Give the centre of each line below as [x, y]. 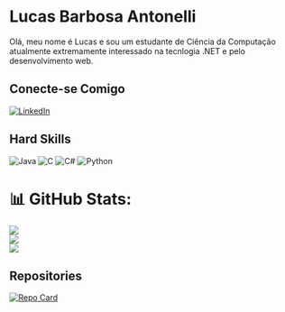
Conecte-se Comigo [67, 89]
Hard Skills [40, 139]
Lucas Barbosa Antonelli [103, 17]
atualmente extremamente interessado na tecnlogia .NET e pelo [128, 50]
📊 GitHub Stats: [71, 199]
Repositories [46, 275]
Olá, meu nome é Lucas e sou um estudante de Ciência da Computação [143, 41]
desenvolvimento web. [51, 60]
